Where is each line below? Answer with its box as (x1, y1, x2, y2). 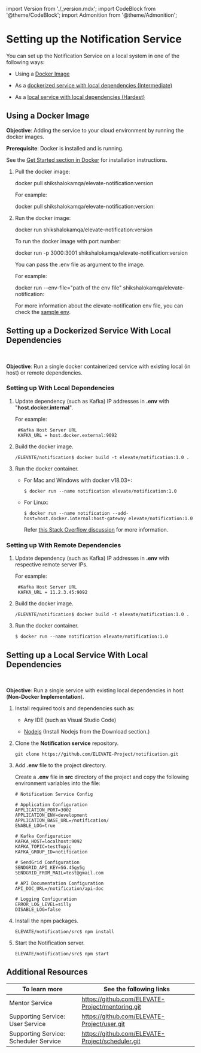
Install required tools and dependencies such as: (14, 704, 135, 712)
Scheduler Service (9, 1037, 62, 1045)
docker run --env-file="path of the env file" (14, 284, 122, 291)
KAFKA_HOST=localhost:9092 (14, 838, 83, 844)
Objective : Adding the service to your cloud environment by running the (6, 126, 184, 134)
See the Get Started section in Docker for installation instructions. (6, 156, 167, 164)
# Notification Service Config (14, 791, 93, 797)
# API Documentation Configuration (14, 880, 104, 886)
